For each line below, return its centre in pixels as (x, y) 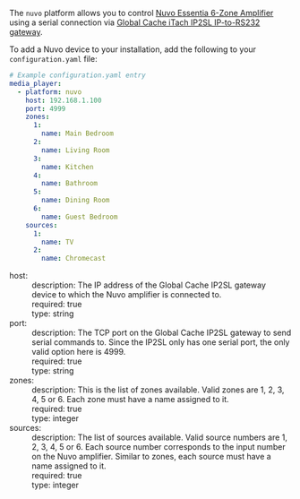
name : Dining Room (76, 201)
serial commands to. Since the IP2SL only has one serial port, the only (161, 342)
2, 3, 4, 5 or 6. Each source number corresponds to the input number (159, 447)
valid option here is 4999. (79, 352)
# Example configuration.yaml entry (77, 75)
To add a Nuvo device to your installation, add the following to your (133, 49)
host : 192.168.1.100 (64, 100)
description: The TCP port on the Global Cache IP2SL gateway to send (162, 333)
